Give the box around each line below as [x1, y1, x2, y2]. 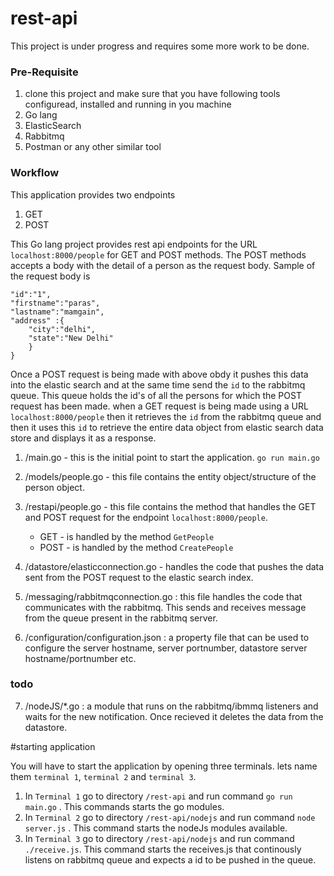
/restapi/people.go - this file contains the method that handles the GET [24, 500, 317, 512]
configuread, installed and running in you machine [24, 98, 232, 111]
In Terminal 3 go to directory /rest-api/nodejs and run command [24, 832, 295, 844]
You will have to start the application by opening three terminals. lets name [10, 760, 318, 772]
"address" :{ [10, 315, 65, 326]
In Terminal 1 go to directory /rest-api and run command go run [24, 790, 293, 802]
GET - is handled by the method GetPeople [39, 530, 215, 542]
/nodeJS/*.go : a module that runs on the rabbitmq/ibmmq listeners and [24, 700, 319, 712]
